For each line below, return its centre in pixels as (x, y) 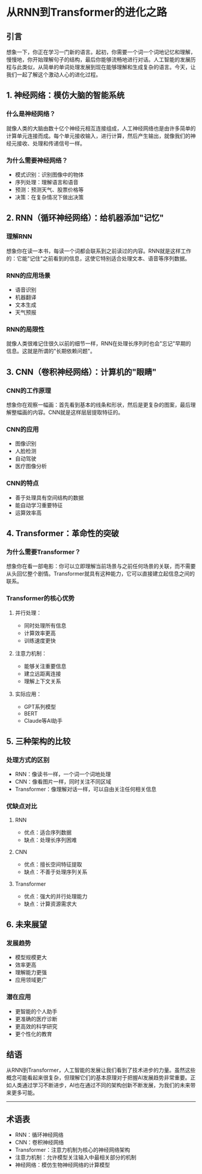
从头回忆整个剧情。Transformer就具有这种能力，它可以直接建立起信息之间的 (101, 574)
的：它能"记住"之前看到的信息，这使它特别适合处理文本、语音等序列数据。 (98, 258)
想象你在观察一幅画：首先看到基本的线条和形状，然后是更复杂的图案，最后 (98, 404)
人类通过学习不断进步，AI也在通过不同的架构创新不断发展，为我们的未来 (101, 1085)
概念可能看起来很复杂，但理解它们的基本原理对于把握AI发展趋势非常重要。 (98, 1078)
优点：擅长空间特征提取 (53, 864)
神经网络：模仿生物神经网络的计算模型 (62, 1165)
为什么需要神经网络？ (37, 160)
